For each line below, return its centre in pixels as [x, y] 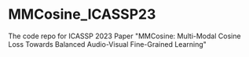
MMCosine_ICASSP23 [82, 14]
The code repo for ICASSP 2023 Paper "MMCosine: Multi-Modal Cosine [124, 36]
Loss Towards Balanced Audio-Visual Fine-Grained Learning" [107, 44]
